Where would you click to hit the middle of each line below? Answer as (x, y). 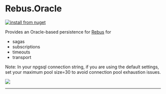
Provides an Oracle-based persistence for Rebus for (58, 32)
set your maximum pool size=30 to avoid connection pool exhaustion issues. (83, 72)
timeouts (21, 52)
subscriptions (26, 47)
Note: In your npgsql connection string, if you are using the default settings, (82, 67)
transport (22, 57)
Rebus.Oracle (34, 9)
